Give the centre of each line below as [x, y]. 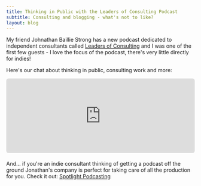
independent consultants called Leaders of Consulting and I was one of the [99, 46]
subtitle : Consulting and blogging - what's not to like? [80, 17]
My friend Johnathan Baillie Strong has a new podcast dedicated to [89, 40]
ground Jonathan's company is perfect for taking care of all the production [98, 170]
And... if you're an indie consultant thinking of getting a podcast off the [94, 164]
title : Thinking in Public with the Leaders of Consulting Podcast [92, 12]
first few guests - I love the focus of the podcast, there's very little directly [98, 52]
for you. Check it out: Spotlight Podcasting [58, 176]
